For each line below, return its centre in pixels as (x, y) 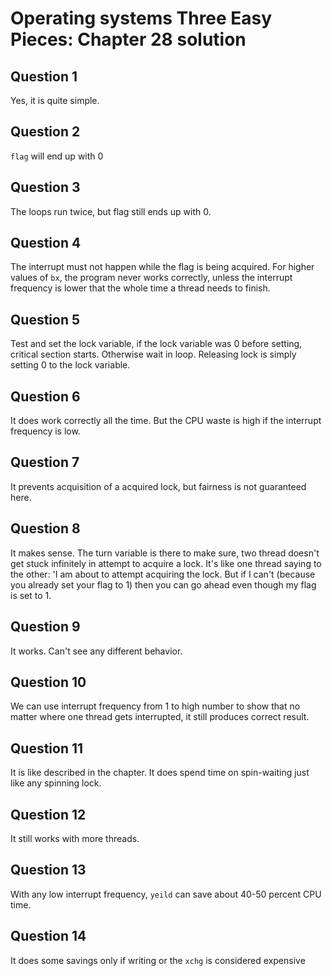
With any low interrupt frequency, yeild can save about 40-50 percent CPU (166, 894)
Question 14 (48, 936)
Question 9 (45, 627)
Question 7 (45, 462)
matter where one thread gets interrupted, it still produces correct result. (160, 717)
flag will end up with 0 (57, 156)
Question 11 (47, 748)
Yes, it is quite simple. (55, 100)
